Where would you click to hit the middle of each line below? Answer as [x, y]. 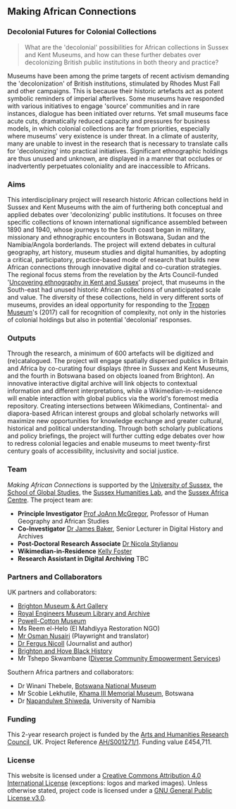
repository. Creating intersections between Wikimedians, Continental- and [115, 406]
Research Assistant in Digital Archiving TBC [83, 558]
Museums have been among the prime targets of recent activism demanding [118, 76]
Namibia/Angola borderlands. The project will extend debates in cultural [112, 244]
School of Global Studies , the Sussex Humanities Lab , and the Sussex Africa [118, 492]
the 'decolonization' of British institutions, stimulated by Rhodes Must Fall [114, 83]
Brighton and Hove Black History [65, 651]
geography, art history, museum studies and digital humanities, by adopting [117, 252]
